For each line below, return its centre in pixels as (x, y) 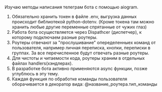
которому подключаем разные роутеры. (55, 37)
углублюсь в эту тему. (35, 74)
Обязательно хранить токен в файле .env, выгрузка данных (74, 16)
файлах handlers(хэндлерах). (42, 63)
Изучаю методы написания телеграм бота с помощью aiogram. (72, 7)
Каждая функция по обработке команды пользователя (69, 79)
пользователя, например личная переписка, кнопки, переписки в (81, 48)
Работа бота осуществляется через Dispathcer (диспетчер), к (77, 32)
